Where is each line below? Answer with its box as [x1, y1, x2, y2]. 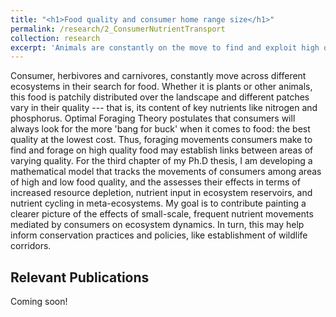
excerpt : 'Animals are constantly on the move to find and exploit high [10, 42, 320, 53]
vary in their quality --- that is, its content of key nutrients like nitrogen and [10, 102, 318, 114]
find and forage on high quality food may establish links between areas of [10, 144, 314, 156]
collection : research [10, 33, 101, 43]
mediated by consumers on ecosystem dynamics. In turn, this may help [10, 219, 305, 231]
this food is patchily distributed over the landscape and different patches [10, 91, 310, 103]
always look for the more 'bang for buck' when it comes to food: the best [10, 123, 311, 135]
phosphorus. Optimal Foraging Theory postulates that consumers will [10, 112, 296, 125]
